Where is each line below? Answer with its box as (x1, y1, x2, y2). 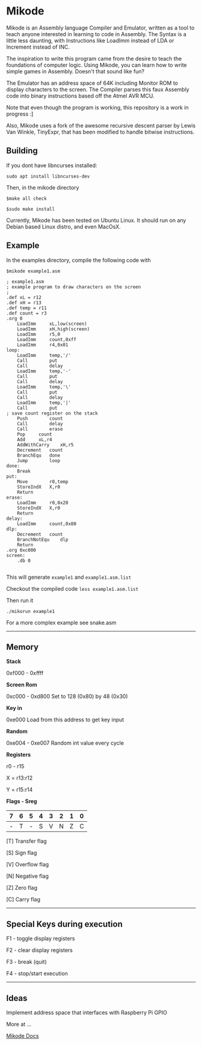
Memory (6, 642, 39, 652)
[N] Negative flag (6, 872, 49, 880)
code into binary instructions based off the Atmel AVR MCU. (6, 92, 155, 99)
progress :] (6, 110, 34, 117)
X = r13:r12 (6, 774, 33, 781)
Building (6, 146, 38, 156)
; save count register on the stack (6, 410, 98, 416)
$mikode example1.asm (6, 268, 61, 274)
